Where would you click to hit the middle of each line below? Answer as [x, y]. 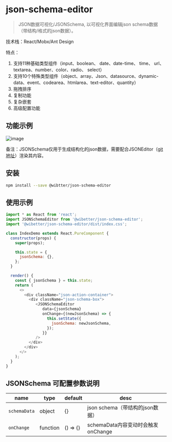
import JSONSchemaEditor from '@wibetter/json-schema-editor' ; [75, 219]
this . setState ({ [64, 319]
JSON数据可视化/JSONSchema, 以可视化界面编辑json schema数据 [88, 24]
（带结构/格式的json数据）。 [47, 30]
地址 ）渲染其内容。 [26, 155]
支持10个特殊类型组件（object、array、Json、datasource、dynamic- [86, 76]
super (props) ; [30, 243]
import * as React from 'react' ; [41, 215]
